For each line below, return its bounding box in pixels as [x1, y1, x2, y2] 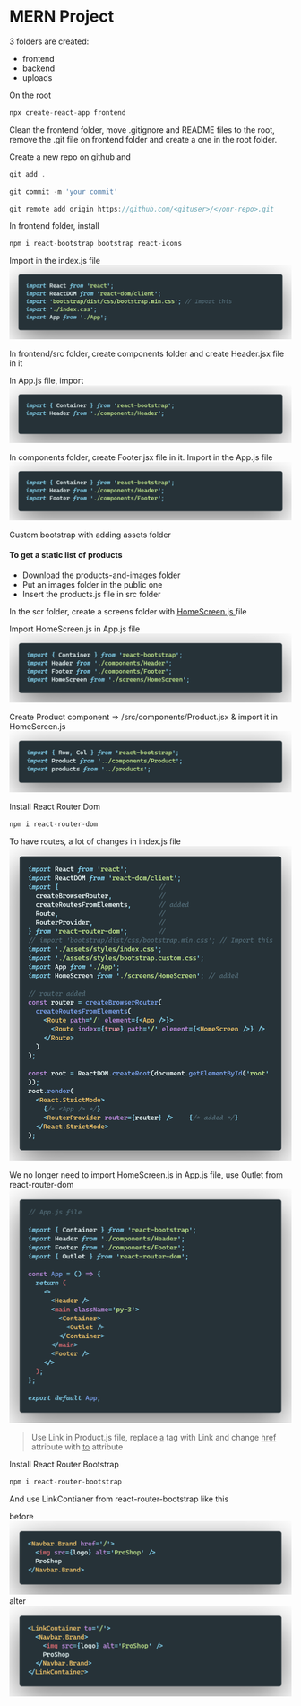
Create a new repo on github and [9, 151, 132, 162]
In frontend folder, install [9, 221, 100, 231]
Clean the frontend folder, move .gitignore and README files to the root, [9, 124, 275, 135]
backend [21, 63, 56, 74]
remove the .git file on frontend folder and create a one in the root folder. [9, 134, 278, 144]
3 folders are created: [9, 36, 90, 47]
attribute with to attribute [30, 1441, 124, 1452]
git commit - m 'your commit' [9, 187, 118, 196]
